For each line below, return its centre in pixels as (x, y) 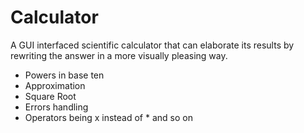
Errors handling (56, 107)
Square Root (50, 96)
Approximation (55, 85)
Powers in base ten (64, 75)
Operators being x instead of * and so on (108, 117)
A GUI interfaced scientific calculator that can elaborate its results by (152, 45)
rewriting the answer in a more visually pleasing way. (119, 55)
